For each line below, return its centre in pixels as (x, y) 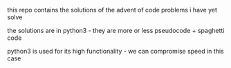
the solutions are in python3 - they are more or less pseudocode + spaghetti (116, 31)
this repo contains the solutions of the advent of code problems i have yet (112, 10)
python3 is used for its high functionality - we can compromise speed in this (115, 51)
